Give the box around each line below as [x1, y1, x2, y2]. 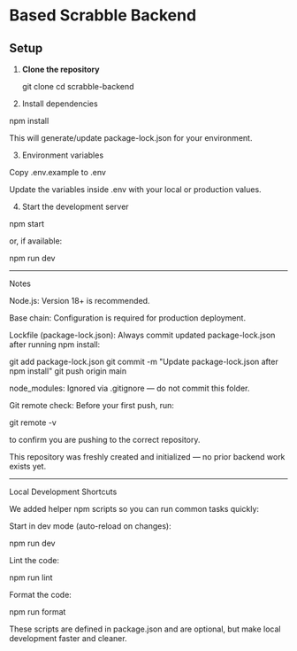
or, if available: [9, 236, 63, 246]
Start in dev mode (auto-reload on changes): [9, 521, 172, 531]
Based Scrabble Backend [9, 5, 197, 26]
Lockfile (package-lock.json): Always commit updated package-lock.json [9, 329, 276, 340]
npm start [9, 219, 45, 229]
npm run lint [9, 572, 53, 583]
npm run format [9, 607, 66, 616]
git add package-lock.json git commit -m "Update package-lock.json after [9, 356, 278, 367]
